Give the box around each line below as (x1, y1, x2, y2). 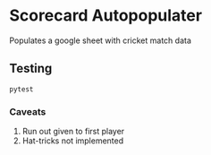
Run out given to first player (21, 126, 125, 137)
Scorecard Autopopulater (9, 5, 203, 26)
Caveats (9, 105, 46, 117)
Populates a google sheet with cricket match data (9, 35, 192, 46)
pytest (9, 84, 34, 94)
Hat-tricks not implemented (21, 135, 124, 146)
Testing (9, 61, 53, 76)
